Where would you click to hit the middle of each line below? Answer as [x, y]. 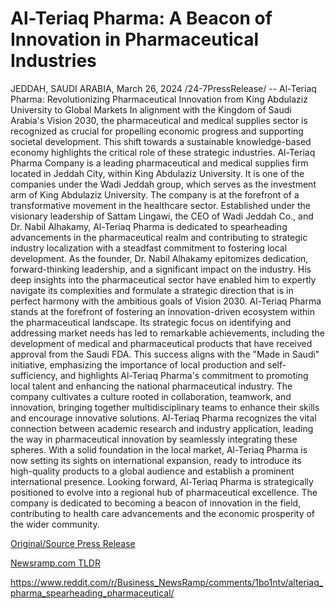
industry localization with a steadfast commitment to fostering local [149, 248]
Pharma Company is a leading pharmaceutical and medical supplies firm [159, 163]
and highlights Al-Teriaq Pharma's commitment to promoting [184, 375]
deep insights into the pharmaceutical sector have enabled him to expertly [163, 279]
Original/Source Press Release [73, 543]
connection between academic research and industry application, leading [162, 428]
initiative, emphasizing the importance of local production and [138, 364]
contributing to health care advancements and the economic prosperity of [163, 513]
